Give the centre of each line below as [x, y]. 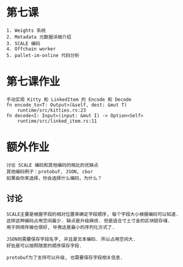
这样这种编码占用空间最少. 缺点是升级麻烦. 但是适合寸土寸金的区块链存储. [88, 221]
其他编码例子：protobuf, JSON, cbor [50, 172]
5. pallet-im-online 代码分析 [43, 55]
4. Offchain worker [31, 49]
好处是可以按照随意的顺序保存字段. [44, 246]
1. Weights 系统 [26, 30]
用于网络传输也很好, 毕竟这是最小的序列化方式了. [61, 227]
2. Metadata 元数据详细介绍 [39, 37]
